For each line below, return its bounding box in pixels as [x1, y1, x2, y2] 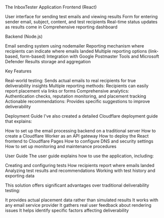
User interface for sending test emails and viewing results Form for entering [5, 14, 158, 19]
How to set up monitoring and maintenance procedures [5, 144, 117, 149]
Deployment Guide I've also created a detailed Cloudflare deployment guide [5, 113, 158, 119]
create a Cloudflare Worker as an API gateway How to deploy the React [5, 133, 149, 139]
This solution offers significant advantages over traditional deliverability [5, 182, 149, 188]
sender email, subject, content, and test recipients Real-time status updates [5, 19, 158, 24]
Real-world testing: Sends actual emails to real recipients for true [5, 78, 136, 83]
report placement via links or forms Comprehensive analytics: [5, 88, 130, 94]
